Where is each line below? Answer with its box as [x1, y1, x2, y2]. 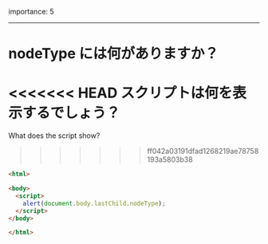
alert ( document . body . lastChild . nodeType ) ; [22, 199, 166, 207]
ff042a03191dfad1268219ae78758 [147, 147, 259, 156]
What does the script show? [8, 131, 100, 140]
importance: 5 [8, 7, 54, 16]
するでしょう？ [22, 104, 121, 122]
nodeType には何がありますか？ [8, 45, 219, 63]
